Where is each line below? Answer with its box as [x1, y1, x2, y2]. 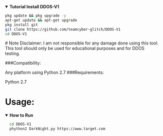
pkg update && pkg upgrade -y [5, 13, 67, 18]
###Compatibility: [5, 60, 41, 66]
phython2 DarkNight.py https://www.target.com [9, 126, 106, 132]
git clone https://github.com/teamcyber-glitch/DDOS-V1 [5, 27, 121, 32]
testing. [5, 50, 20, 57]
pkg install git [5, 22, 38, 27]
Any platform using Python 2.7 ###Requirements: [5, 69, 104, 75]
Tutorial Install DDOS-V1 [9, 4, 59, 9]
